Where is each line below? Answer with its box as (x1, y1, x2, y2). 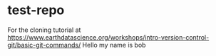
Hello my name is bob (82, 40, 146, 49)
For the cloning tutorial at (7, 26, 81, 34)
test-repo (7, 2, 65, 18)
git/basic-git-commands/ (7, 40, 81, 49)
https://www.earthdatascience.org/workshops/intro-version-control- (7, 33, 210, 41)
